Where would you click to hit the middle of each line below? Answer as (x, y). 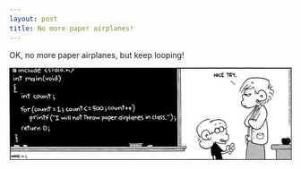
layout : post (34, 19)
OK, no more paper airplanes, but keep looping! (97, 55)
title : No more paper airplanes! (72, 28)
